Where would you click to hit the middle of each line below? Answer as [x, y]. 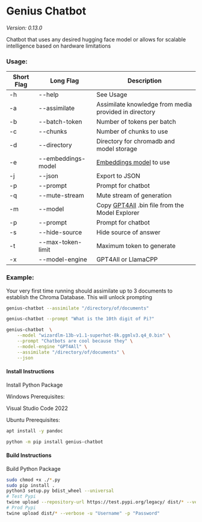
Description [145, 81]
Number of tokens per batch [136, 122]
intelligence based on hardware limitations [59, 46]
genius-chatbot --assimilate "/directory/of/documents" [78, 308]
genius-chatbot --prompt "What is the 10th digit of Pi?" [80, 319]
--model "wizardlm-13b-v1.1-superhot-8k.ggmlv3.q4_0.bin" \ [94, 335]
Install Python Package [35, 385]
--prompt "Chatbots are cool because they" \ [75, 341]
